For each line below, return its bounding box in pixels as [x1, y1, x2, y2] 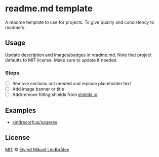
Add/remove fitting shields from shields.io [12, 92, 98, 97]
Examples [5, 106, 36, 115]
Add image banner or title [12, 86, 64, 92]
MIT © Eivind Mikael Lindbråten [5, 146, 70, 153]
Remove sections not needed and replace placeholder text [12, 81, 131, 87]
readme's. [5, 24, 26, 30]
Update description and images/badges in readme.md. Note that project [5, 52, 152, 58]
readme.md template [5, 3, 93, 14]
